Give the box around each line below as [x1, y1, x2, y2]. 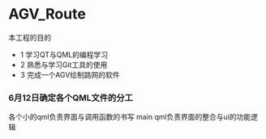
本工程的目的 [8, 32, 51, 42]
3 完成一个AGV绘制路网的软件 [19, 69, 120, 79]
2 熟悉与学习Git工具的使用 [19, 60, 108, 69]
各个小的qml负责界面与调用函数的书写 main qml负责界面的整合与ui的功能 [8, 112, 251, 122]
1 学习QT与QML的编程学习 [19, 49, 109, 59]
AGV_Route [8, 5, 87, 23]
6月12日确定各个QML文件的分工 [8, 92, 134, 103]
